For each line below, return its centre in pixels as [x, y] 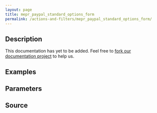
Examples [21, 72]
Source [17, 105]
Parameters [24, 88]
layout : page [19, 10]
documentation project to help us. [40, 56]
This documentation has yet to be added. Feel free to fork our [68, 51]
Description [24, 39]
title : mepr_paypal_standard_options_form [50, 14]
